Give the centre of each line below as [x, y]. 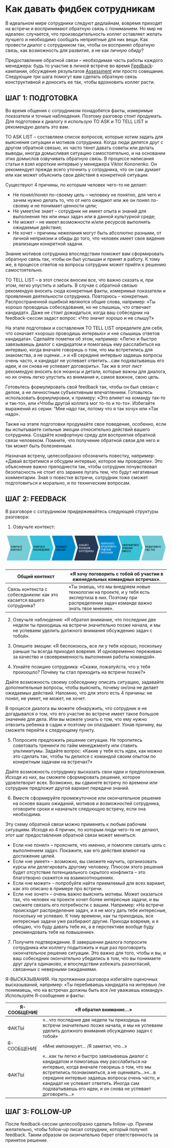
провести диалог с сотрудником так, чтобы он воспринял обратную [80, 45]
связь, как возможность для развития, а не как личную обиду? [75, 50]
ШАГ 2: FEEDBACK [36, 499]
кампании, [17, 71]
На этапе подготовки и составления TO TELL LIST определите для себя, [84, 328]
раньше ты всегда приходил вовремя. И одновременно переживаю [87, 652]
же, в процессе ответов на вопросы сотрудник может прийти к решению [86, 264]
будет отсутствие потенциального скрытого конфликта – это [79, 872]
